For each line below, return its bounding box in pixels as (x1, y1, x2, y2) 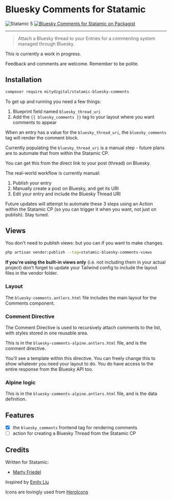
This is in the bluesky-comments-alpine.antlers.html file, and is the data (5, 391, 158, 397)
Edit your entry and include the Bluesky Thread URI (12, 191, 121, 197)
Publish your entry (12, 179, 52, 186)
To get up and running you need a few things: (5, 98, 101, 105)
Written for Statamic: (5, 459, 49, 465)
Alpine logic (5, 378, 36, 386)
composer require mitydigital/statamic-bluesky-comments (5, 89, 130, 94)
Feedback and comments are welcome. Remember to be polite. (5, 61, 139, 67)
